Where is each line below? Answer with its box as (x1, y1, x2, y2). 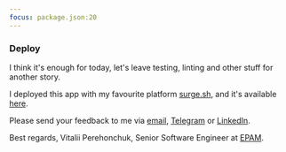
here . (9, 98, 28, 109)
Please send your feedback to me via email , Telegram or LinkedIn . (9, 115, 250, 125)
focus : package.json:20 (9, 12, 98, 22)
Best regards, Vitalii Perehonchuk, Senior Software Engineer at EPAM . (9, 132, 265, 142)
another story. (9, 72, 60, 82)
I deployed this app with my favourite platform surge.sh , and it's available (9, 88, 277, 99)
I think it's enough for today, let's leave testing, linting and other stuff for (9, 62, 274, 72)
